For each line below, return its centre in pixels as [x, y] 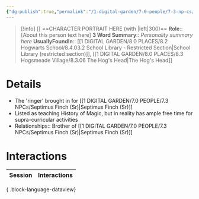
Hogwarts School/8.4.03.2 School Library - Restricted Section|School [105, 48]
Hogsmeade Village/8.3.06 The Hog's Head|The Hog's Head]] [97, 60]
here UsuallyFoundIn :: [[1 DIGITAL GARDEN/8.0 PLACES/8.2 [94, 41]
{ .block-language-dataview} [41, 189]
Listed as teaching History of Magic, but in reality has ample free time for [104, 113]
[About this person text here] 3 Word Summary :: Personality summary [107, 35]
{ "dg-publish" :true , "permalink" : [47, 12]
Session [21, 175]
